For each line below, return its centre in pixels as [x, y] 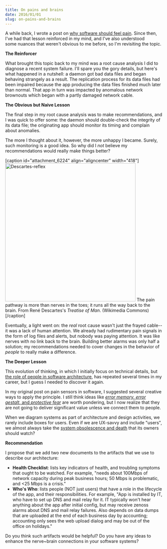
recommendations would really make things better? [58, 151]
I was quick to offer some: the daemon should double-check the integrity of [83, 120]
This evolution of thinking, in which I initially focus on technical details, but [82, 371]
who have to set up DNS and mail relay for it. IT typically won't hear [82, 500]
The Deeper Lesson [26, 362]
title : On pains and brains [34, 10]
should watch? [20, 433]
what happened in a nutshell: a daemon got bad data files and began [76, 74]
